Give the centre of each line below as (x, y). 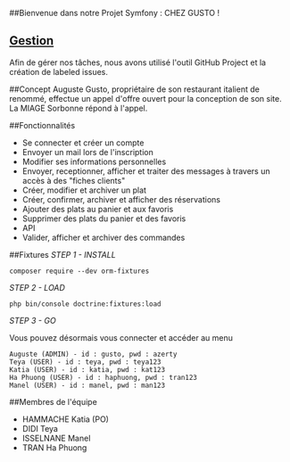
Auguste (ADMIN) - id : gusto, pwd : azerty (93, 354)
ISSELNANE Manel (56, 438)
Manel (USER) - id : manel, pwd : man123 (87, 385)
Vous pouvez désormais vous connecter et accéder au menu (121, 337)
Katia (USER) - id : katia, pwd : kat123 (87, 369)
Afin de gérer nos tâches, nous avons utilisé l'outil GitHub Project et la (137, 62)
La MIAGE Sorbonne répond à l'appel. (79, 108)
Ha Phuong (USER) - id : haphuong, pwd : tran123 (104, 377)
